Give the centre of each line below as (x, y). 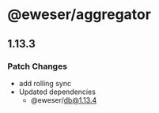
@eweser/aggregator (79, 15)
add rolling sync (45, 83)
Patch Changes (38, 66)
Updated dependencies (57, 92)
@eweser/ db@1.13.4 (64, 100)
